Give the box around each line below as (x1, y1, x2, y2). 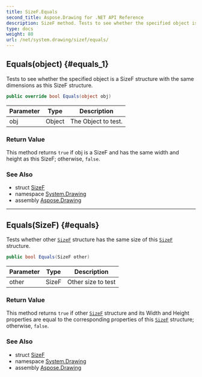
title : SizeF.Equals (6, 8, 58, 15)
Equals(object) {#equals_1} (6, 59, 109, 69)
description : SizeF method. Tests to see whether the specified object (6, 20, 189, 26)
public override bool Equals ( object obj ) (6, 93, 112, 100)
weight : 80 (6, 31, 34, 37)
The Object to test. (70, 117, 123, 125)
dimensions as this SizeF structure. (6, 81, 93, 89)
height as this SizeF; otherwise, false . (6, 155, 100, 162)
